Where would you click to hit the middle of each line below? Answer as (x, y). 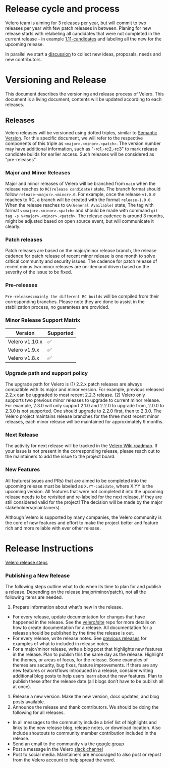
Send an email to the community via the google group (68, 744)
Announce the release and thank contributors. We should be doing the (86, 707)
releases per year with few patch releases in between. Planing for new (78, 28)
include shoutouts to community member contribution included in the (84, 733)
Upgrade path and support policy (47, 373)
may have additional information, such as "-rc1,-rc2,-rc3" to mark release (81, 149)
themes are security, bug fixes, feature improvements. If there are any (85, 665)
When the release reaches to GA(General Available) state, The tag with (79, 205)
